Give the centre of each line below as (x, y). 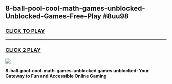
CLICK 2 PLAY (23, 50)
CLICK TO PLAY (25, 31)
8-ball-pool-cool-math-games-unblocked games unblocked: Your (77, 70)
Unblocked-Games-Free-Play (53, 17)
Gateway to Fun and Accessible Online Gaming (56, 76)
